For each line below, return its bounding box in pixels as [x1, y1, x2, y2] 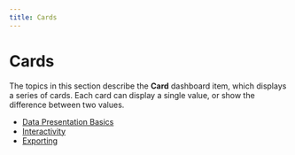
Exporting [21, 135, 58, 146]
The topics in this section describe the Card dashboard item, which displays [9, 81, 287, 91]
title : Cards [9, 12, 58, 22]
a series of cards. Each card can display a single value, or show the [9, 89, 255, 100]
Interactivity [21, 126, 66, 136]
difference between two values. [9, 99, 125, 110]
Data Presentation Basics [21, 116, 114, 127]
